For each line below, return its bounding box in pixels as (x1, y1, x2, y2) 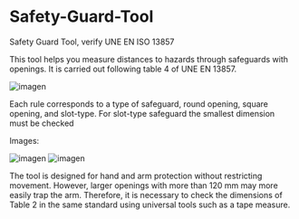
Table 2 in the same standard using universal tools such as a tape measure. (9, 199, 291, 210)
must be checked (9, 118, 74, 129)
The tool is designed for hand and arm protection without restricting (9, 170, 263, 181)
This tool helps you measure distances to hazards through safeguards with (9, 53, 288, 64)
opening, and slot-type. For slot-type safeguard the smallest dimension (9, 108, 275, 119)
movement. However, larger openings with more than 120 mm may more (9, 179, 278, 191)
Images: (9, 135, 40, 146)
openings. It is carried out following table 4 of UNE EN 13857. (9, 63, 237, 74)
